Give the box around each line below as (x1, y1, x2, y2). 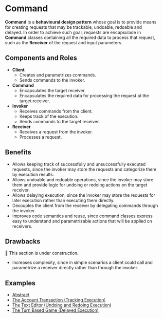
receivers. (12, 223, 33, 229)
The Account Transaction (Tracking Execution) (12, 297, 106, 303)
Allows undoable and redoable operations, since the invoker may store (12, 176, 154, 183)
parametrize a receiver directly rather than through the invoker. (12, 265, 139, 271)
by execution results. (12, 171, 54, 177)
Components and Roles (5, 54, 77, 62)
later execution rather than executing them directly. (12, 197, 115, 203)
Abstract (12, 292, 30, 298)
